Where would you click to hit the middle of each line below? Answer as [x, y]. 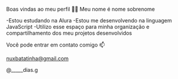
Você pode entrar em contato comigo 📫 [56, 45]
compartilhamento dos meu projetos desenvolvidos [69, 33]
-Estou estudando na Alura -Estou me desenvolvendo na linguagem [89, 20]
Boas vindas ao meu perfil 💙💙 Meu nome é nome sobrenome [81, 9]
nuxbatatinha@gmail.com [38, 58]
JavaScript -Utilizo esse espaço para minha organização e [78, 27]
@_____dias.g [22, 70]
